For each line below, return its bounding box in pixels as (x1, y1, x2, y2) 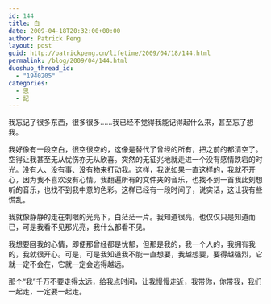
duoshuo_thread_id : (8, 65, 74, 73)
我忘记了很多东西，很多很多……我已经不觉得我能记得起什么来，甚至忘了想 (8, 118, 254, 127)
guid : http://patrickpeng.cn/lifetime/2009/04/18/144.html (8, 49, 211, 57)
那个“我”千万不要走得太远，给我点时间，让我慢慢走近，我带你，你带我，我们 (8, 277, 262, 286)
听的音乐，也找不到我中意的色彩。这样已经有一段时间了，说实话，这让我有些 (8, 185, 263, 194)
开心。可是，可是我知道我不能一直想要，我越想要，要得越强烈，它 (43, 249, 263, 259)
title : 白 (8, 19, 40, 27)
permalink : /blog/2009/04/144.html (8, 57, 128, 65)
